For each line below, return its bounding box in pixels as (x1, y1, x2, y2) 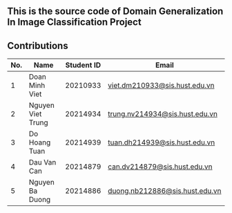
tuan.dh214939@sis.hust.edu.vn (108, 138, 215, 147)
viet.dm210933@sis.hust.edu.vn (108, 81, 215, 91)
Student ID (65, 60, 101, 70)
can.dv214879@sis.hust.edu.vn (108, 162, 213, 172)
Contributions (7, 39, 68, 51)
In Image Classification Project (7, 17, 142, 28)
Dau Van (28, 158, 57, 167)
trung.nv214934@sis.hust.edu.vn (108, 109, 217, 119)
